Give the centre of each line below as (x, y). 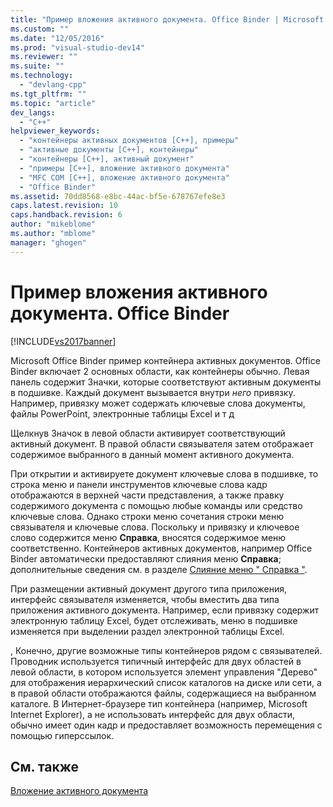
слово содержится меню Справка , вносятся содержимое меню (148, 537)
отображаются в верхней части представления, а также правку (147, 495)
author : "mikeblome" (53, 224)
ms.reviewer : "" (44, 57)
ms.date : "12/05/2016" (57, 38)
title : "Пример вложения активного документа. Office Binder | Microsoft (167, 19)
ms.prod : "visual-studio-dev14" (77, 47)
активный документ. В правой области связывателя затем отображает (162, 443)
